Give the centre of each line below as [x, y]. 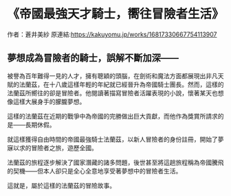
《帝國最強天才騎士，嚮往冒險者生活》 [116, 14]
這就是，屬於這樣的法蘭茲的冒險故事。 [61, 185]
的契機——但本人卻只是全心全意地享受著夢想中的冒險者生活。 [95, 171]
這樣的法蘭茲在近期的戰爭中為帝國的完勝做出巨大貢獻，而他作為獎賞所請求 [112, 116]
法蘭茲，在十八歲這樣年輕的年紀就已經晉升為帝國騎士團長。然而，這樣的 [121, 84]
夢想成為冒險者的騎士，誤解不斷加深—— [93, 58]
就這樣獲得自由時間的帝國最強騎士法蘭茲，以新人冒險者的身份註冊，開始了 [112, 139]
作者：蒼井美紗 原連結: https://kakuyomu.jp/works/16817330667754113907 [112, 34]
